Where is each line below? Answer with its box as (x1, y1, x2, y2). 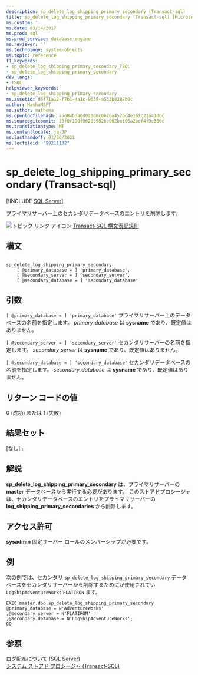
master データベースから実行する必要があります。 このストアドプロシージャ (6, 488, 191, 495)
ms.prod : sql (6, 31, 38, 37)
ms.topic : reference (6, 52, 57, 58)
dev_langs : (6, 74, 33, 80)
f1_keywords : (6, 58, 38, 64)
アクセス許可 (6, 522, 52, 532)
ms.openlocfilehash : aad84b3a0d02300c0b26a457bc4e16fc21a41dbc (6, 113, 165, 118)
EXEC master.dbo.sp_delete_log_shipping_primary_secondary (6, 600, 154, 607)
